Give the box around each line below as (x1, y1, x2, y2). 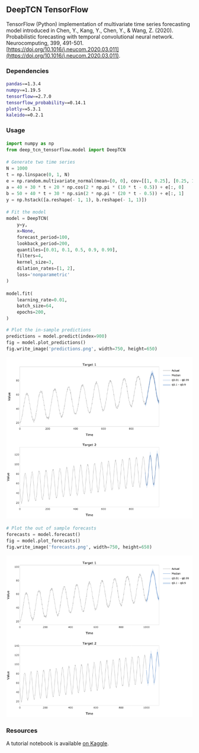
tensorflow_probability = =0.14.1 (6, 100, 86, 106)
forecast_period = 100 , (17, 234, 70, 240)
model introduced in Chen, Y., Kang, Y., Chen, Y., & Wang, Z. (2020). (6, 27, 174, 34)
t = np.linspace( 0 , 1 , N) (6, 172, 70, 178)
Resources (6, 726, 38, 735)
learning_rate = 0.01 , (17, 296, 68, 303)
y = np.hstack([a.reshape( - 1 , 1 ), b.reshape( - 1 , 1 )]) (6, 197, 147, 203)
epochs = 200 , (17, 310, 46, 315)
